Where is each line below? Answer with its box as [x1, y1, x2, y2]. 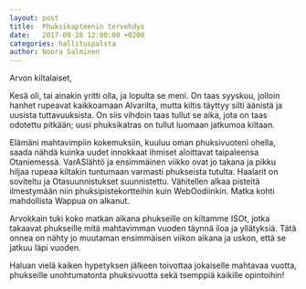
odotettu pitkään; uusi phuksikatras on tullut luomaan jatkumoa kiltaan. [9, 120, 276, 131]
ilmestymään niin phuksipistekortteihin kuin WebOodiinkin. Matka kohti [9, 186, 276, 197]
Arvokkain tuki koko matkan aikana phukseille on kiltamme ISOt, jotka [9, 213, 270, 224]
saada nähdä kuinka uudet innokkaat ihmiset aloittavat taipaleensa [9, 147, 259, 158]
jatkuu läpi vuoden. [9, 242, 81, 253]
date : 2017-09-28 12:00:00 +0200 [9, 30, 145, 39]
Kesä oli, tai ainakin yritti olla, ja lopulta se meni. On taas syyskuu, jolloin [9, 91, 280, 102]
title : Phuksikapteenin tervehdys [9, 22, 145, 31]
